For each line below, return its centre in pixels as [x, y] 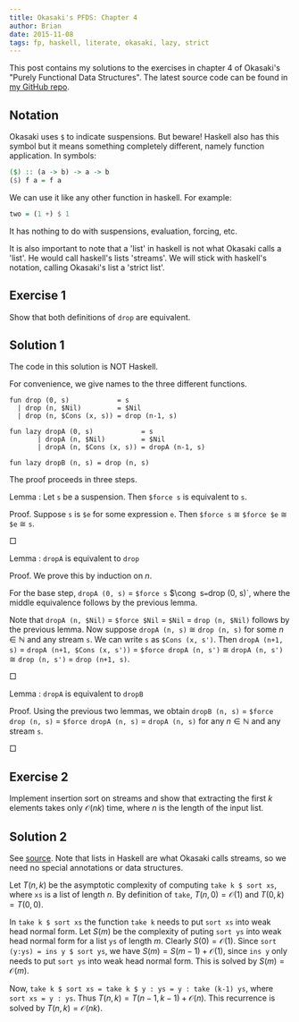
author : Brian [36, 26]
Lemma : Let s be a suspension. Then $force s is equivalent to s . [129, 497]
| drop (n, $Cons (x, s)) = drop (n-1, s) [97, 416]
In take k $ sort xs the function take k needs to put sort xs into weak [140, 922]
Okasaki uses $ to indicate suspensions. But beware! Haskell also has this [144, 137]
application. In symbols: [53, 156]
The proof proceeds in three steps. [73, 480]
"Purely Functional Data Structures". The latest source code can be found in [149, 78]
